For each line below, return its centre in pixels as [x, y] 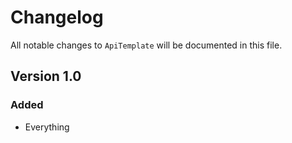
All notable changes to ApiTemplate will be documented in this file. [146, 45]
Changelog [57, 17]
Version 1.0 [46, 76]
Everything [47, 127]
